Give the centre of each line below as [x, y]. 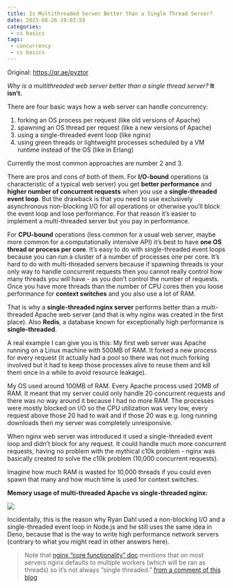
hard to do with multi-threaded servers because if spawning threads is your [115, 264]
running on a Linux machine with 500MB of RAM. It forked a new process [112, 350]
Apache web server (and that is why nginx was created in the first [129, 315]
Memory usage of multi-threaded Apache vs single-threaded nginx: [107, 493]
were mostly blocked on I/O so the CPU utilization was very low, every [107, 408]
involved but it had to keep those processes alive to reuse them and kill [109, 365]
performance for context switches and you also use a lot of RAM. [102, 294]
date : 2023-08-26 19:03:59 [46, 20]
